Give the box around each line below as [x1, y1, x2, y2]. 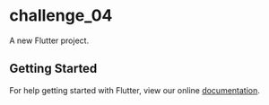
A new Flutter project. [9, 35, 90, 46]
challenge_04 [9, 5, 113, 26]
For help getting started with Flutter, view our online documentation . [9, 84, 260, 95]
